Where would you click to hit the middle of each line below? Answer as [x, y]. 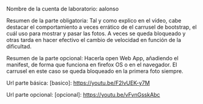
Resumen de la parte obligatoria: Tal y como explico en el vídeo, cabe [94, 20]
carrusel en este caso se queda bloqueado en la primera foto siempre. [95, 71]
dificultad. [19, 46]
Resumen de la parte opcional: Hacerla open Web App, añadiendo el [92, 58]
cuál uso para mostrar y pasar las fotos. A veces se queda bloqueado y [96, 33]
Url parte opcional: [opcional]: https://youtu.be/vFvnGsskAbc [83, 95]
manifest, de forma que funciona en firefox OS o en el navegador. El [92, 64]
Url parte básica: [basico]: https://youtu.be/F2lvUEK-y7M [78, 83]
